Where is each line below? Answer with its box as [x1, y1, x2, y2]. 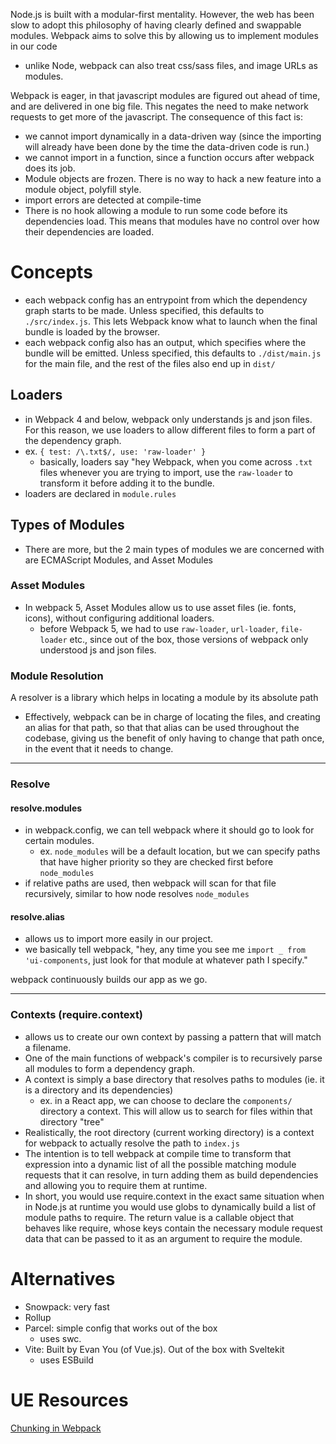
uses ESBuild [39, 1354, 94, 1366]
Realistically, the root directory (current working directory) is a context [24, 1126, 315, 1138]
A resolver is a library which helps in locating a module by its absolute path [10, 692, 319, 704]
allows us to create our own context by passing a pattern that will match [24, 1030, 322, 1043]
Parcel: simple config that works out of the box [24, 1322, 218, 1334]
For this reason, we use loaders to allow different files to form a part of [24, 424, 316, 436]
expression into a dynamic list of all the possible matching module [24, 1158, 297, 1170]
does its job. [24, 162, 76, 174]
